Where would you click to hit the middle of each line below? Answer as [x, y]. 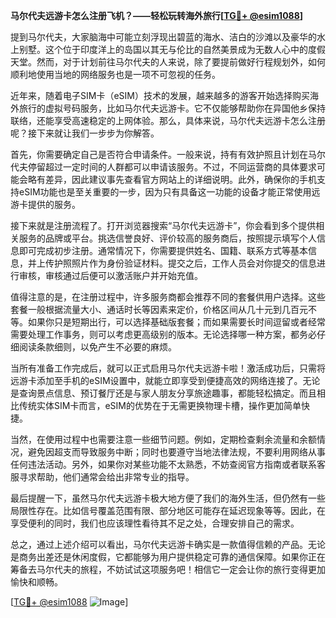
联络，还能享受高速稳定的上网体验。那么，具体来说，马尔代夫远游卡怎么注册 [168, 120]
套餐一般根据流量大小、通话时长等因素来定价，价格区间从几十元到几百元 [159, 309]
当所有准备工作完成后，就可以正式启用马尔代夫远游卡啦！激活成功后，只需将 [168, 368]
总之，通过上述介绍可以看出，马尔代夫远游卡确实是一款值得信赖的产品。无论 [168, 544]
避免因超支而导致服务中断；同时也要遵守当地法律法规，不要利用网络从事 [176, 452]
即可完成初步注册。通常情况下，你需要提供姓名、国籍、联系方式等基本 [163, 250]
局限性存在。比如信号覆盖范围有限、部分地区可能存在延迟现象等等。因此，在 [168, 510]
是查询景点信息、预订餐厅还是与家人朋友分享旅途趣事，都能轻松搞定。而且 [163, 393]
